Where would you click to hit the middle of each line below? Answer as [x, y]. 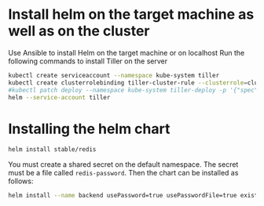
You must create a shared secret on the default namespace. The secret [123, 164]
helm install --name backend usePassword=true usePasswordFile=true [123, 196]
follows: [21, 181]
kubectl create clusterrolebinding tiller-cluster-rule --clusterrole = [128, 83]
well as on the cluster [79, 31]
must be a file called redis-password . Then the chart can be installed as [123, 173]
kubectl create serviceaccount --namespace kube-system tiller [114, 75]
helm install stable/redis [52, 150]
